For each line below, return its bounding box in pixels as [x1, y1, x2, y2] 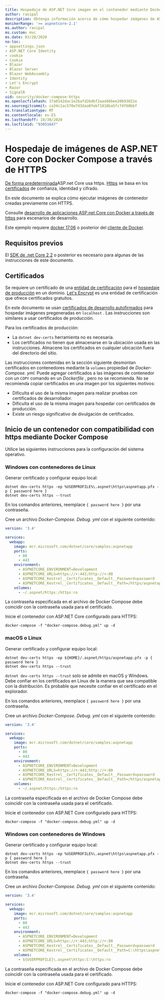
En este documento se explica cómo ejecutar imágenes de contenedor [5, 195, 148, 201]
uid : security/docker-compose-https [5, 94, 80, 99]
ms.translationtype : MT [5, 108, 54, 113]
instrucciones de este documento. [5, 257, 75, 263]
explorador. [5, 688, 28, 694]
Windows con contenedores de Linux [5, 464, 96, 470]
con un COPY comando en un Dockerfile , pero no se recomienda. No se [5, 375, 149, 381]
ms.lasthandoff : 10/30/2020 [5, 117, 63, 122]
